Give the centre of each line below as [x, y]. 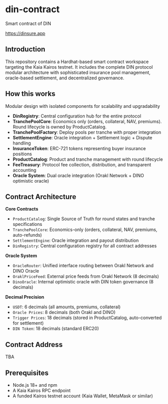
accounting [24, 170]
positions [22, 154]
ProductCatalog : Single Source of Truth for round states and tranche [84, 219]
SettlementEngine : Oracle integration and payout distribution [76, 241]
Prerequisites [27, 373]
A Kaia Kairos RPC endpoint [42, 391]
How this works [30, 94]
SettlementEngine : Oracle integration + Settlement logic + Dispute [82, 137]
